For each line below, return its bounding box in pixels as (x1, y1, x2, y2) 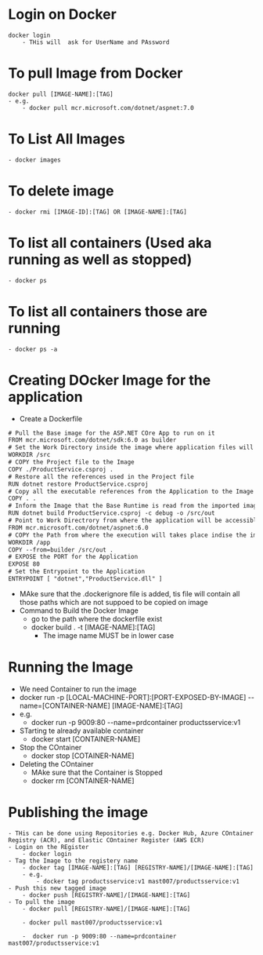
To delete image (8, 182, 114, 199)
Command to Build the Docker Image (19, 606, 139, 615)
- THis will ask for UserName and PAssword (22, 38, 170, 46)
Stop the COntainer (19, 742, 82, 752)
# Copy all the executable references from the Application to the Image (8, 487, 254, 495)
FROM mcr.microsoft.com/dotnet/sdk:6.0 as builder (8, 436, 177, 444)
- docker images (8, 155, 61, 164)
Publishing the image (8, 804, 149, 822)
